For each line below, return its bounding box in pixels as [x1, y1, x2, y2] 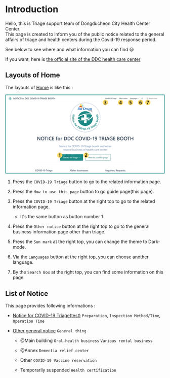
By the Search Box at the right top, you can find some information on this [12, 269, 163, 275]
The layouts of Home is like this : [5, 84, 73, 90]
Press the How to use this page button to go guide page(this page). [12, 189, 154, 195]
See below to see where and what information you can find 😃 [5, 46, 134, 52]
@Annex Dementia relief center [20, 348, 90, 354]
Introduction [5, 4, 59, 15]
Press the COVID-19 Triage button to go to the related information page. [12, 179, 161, 185]
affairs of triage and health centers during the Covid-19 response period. [5, 37, 157, 43]
